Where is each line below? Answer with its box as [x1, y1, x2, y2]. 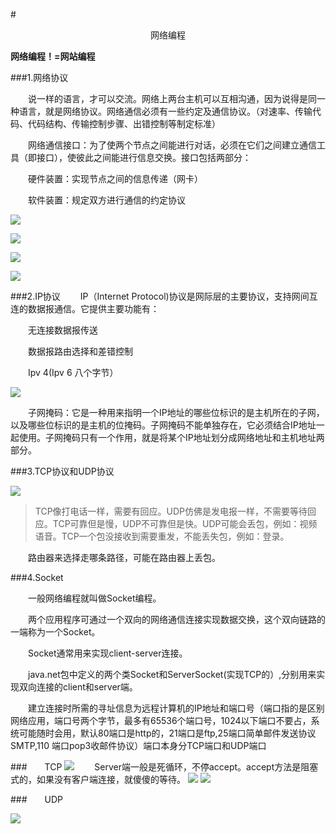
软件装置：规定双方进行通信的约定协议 [28, 194, 186, 206]
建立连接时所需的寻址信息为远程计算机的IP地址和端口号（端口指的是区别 [28, 702, 325, 714]
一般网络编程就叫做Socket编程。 [28, 592, 162, 604]
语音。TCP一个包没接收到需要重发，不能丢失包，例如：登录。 [34, 530, 290, 542]
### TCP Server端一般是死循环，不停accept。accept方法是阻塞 [10, 761, 319, 773]
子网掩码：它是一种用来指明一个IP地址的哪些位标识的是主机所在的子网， [28, 407, 325, 418]
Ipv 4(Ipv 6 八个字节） [28, 367, 119, 378]
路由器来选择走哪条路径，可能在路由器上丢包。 [28, 552, 221, 563]
